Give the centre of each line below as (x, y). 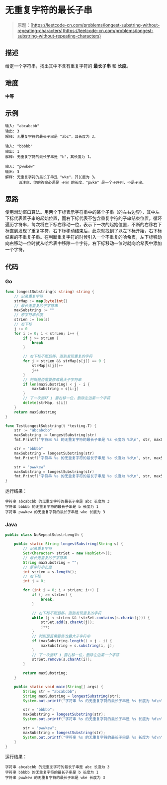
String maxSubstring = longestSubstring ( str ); (72, 696)
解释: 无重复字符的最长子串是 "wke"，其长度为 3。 (51, 177)
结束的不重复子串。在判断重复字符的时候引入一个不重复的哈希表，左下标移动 (83, 237)
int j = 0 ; (34, 581)
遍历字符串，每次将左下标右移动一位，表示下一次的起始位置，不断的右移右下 (83, 225)
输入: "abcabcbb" (22, 126)
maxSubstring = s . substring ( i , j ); (77, 645)
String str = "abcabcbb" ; (50, 691)
